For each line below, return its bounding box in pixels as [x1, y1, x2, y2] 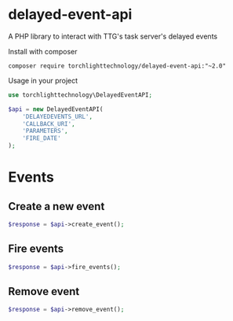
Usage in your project [8, 76, 78, 85]
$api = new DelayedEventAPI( [8, 105, 104, 113]
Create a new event [8, 199, 105, 213]
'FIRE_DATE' [22, 135, 61, 142]
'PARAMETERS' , [22, 127, 68, 135]
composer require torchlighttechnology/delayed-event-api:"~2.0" [8, 61, 226, 70]
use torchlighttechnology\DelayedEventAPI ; [8, 90, 153, 99]
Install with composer [8, 46, 78, 56]
